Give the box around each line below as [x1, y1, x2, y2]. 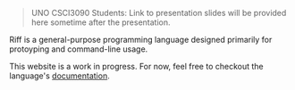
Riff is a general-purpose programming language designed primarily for [9, 35, 273, 45]
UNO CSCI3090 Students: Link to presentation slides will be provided [30, 8, 287, 18]
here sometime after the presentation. [30, 17, 172, 28]
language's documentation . [9, 70, 110, 81]
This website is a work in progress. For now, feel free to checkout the [9, 61, 264, 71]
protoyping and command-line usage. [9, 44, 148, 54]
